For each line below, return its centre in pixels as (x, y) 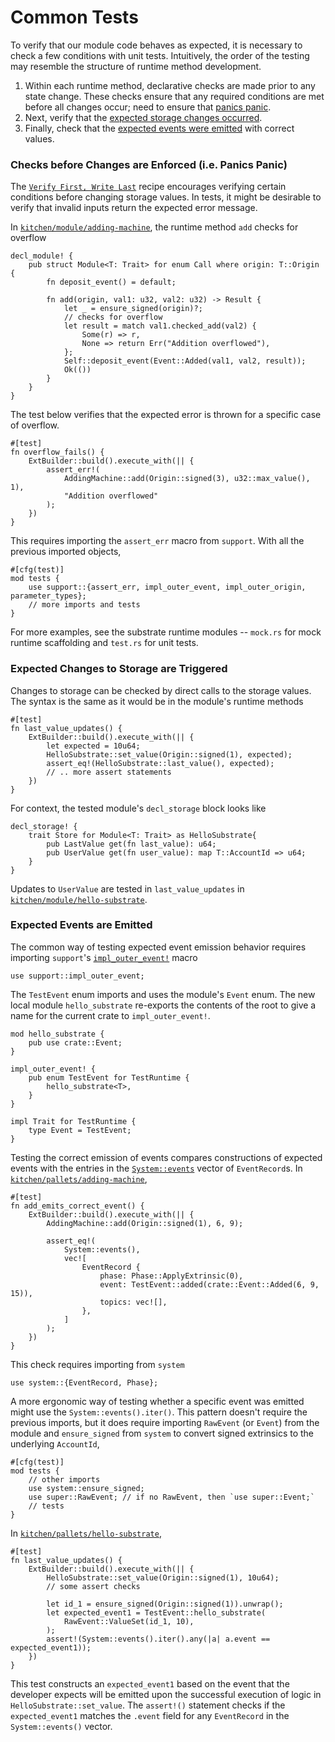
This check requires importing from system (97, 1364)
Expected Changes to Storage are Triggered (119, 669)
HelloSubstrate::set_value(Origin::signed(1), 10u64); (163, 1577)
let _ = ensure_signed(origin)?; (133, 309)
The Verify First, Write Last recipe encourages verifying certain (148, 187)
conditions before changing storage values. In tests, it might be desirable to (166, 197)
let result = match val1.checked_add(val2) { (160, 326)
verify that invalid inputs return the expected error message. (134, 208)
